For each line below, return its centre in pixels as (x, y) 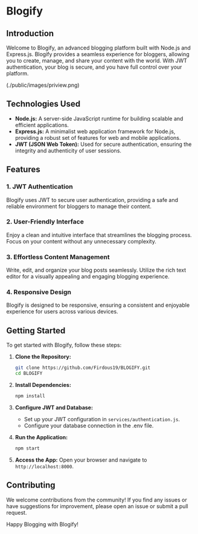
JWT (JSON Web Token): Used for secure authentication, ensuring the (103, 144)
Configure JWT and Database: (54, 407)
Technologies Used (43, 104)
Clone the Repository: (43, 357)
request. (17, 512)
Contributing (31, 485)
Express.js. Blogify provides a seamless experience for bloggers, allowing (98, 54)
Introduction (30, 33)
